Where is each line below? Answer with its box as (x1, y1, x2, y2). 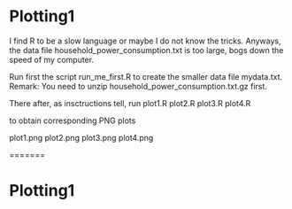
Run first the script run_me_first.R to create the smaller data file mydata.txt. (9, 71, 283, 81)
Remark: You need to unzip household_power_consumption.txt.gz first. (9, 81, 268, 91)
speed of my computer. (9, 54, 95, 65)
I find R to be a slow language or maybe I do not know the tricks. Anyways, (9, 35, 281, 46)
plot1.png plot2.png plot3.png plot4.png (9, 132, 154, 143)
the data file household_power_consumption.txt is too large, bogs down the (9, 44, 284, 55)
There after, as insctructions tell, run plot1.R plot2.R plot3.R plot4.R (9, 97, 251, 108)
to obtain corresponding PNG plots (9, 115, 136, 126)
